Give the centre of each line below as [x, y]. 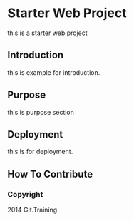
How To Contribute [50, 174]
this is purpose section [41, 112]
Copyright [25, 194]
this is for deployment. [40, 152]
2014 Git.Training [32, 210]
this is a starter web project [47, 33]
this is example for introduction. [54, 72]
